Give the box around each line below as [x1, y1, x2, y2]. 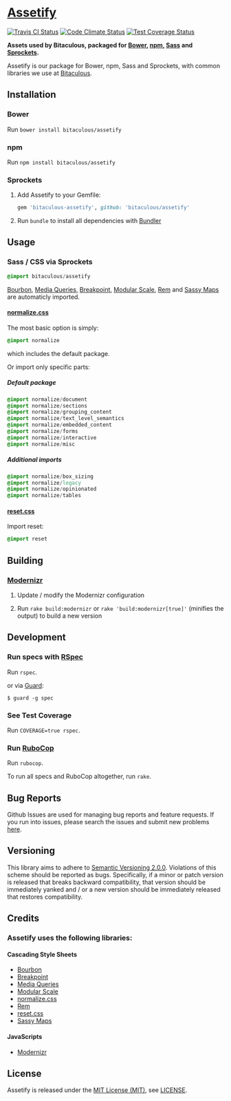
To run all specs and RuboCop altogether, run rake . [7, 773, 151, 781]
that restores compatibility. [7, 892, 83, 901]
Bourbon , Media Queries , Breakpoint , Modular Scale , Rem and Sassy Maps [7, 285, 219, 293]
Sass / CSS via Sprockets [7, 257, 93, 266]
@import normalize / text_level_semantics [7, 415, 125, 422]
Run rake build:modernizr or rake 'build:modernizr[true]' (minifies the [16, 604, 224, 612]
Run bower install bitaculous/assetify [7, 125, 122, 134]
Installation [7, 89, 56, 101]
